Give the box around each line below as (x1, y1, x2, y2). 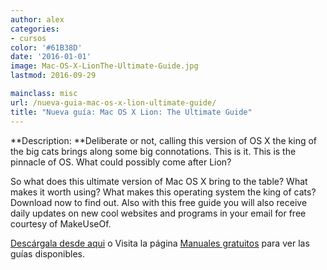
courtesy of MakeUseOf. (10, 217, 112, 230)
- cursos (10, 33, 47, 43)
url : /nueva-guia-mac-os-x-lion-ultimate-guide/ (10, 97, 217, 108)
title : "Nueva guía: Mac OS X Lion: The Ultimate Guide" (10, 107, 253, 117)
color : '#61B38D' (10, 42, 83, 53)
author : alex (10, 14, 65, 25)
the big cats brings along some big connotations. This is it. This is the (10, 145, 297, 157)
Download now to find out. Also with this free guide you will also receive (10, 196, 308, 208)
